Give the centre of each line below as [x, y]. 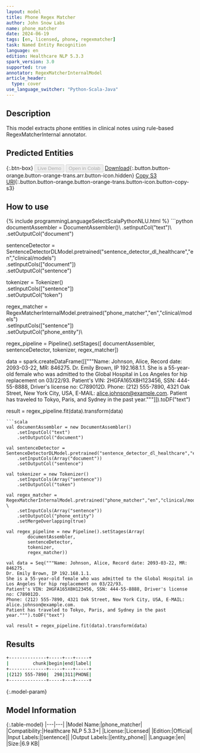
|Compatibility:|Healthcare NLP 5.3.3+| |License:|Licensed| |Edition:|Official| [99, 731]
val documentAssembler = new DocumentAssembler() [69, 428]
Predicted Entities [40, 153]
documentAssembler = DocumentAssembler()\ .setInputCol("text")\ [89, 228]
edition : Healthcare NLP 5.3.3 [45, 56]
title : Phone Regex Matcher [41, 17]
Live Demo [49, 168]
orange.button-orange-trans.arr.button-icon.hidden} [71, 175]
